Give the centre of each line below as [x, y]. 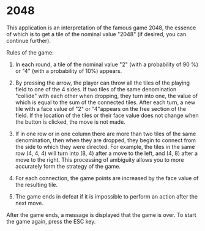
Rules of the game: [30, 52]
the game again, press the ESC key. [51, 221]
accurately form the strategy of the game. [68, 166]
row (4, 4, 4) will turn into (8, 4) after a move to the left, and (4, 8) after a [106, 153]
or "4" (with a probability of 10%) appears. [69, 70]
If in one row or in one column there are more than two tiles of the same [106, 134]
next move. [29, 203]
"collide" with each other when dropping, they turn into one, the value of [106, 96]
